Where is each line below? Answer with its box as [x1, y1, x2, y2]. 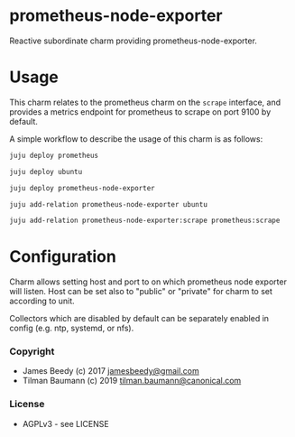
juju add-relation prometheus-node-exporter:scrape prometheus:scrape [9, 216, 281, 226]
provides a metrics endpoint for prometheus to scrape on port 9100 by [9, 106, 272, 117]
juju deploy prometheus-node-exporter [9, 183, 155, 192]
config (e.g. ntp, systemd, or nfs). [9, 322, 134, 334]
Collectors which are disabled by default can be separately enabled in [9, 313, 269, 324]
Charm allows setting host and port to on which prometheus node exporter [9, 276, 287, 287]
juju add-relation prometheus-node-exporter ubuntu [9, 200, 207, 209]
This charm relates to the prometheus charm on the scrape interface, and [9, 97, 281, 107]
